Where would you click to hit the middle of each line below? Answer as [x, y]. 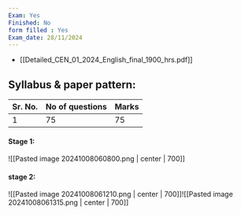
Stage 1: [22, 141]
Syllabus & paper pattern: [72, 85]
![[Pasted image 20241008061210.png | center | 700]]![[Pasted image [121, 195]
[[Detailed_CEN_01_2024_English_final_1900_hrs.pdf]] [106, 60]
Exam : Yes [24, 15]
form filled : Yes [38, 30]
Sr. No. [25, 107]
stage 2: [22, 176]
